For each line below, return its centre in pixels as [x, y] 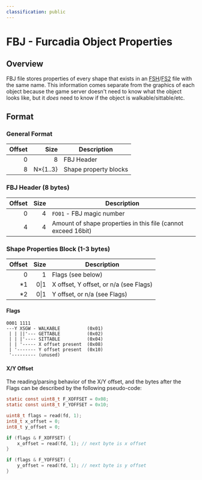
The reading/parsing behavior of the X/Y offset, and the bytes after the [94, 382]
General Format [29, 133]
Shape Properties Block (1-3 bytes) [58, 249]
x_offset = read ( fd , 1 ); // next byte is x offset [82, 443]
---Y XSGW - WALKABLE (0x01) [55, 329]
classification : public [36, 12]
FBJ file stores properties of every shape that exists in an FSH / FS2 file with [99, 78]
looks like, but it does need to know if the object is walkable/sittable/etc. [96, 98]
